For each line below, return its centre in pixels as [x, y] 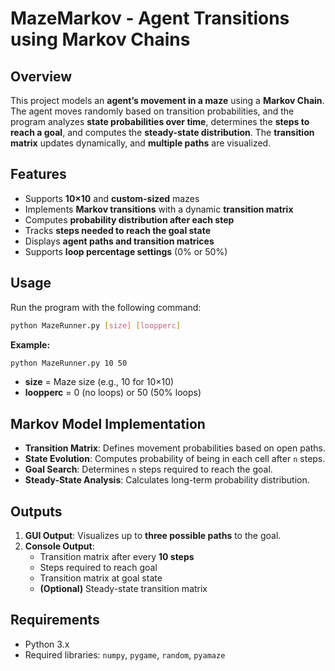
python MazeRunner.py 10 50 [69, 363]
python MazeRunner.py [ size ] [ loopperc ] [96, 325]
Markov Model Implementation [108, 423]
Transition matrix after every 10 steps [117, 556]
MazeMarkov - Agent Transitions [150, 18]
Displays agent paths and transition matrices [119, 241]
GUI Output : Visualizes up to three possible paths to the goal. [153, 535]
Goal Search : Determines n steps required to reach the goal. [148, 469]
